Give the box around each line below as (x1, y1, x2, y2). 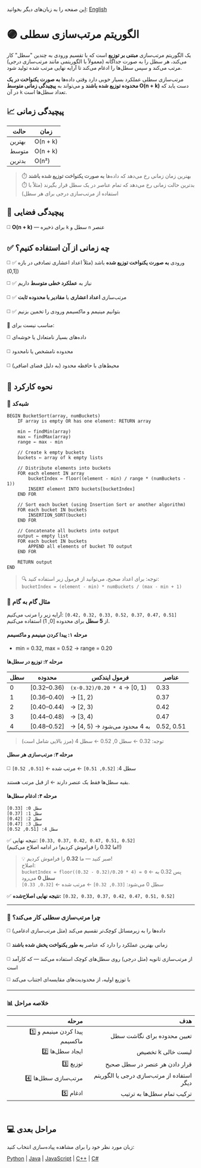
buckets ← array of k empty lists (17, 455, 103, 461)
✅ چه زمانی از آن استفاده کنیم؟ (7, 242, 110, 253)
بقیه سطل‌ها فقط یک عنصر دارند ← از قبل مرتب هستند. (7, 778, 130, 785)
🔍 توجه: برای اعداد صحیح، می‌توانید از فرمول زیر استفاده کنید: (21, 575, 160, 583)
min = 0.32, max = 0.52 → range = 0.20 (15, 645, 113, 652)
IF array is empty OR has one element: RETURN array (17, 418, 151, 424)
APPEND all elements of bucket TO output (28, 544, 133, 550)
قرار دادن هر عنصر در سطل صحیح (105, 1060, 192, 1068)
